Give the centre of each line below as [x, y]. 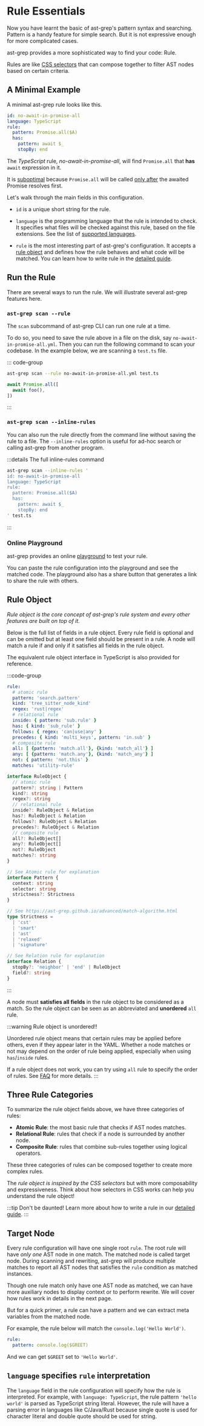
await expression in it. [34, 167]
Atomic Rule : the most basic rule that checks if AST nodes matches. [101, 1128]
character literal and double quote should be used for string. [82, 1416]
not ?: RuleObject [34, 850]
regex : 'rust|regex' [38, 709]
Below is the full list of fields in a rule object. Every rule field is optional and [100, 633]
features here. [24, 298]
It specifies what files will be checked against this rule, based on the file [105, 227]
